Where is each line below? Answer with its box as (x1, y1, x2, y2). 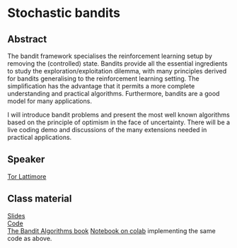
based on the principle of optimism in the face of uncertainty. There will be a (7, 118, 231, 126)
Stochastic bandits (7, 5, 120, 21)
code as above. (7, 234, 52, 242)
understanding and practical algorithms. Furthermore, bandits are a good (7, 90, 220, 98)
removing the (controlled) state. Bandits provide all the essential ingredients (7, 59, 228, 68)
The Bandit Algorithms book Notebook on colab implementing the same (7, 226, 216, 235)
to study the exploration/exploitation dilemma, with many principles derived (7, 67, 227, 75)
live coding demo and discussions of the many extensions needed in (7, 126, 207, 134)
